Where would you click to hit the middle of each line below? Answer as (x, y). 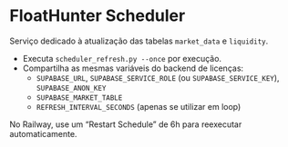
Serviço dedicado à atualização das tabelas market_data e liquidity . (139, 41)
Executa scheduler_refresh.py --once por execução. (122, 58)
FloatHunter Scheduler (98, 16)
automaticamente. (43, 133)
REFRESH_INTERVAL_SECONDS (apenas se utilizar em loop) (139, 106)
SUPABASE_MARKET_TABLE (79, 98)
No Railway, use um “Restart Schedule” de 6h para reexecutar (126, 124)
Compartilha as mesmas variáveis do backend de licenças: (133, 68)
